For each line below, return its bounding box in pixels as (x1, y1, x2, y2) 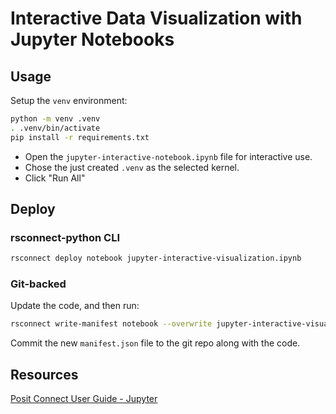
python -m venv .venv (10, 114, 101, 124)
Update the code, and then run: (10, 300, 140, 312)
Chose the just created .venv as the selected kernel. (24, 161, 240, 173)
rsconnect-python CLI (10, 230, 120, 244)
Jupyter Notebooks (10, 28, 175, 51)
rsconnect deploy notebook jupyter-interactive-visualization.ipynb (10, 253, 302, 264)
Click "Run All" (24, 172, 86, 184)
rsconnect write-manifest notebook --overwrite (10, 319, 213, 329)
